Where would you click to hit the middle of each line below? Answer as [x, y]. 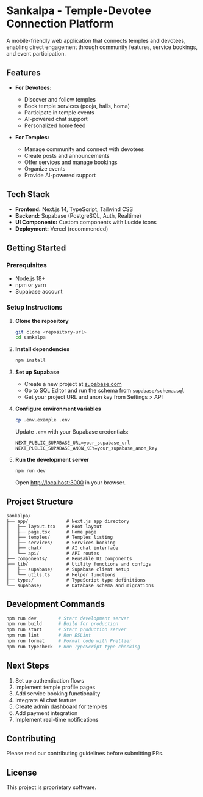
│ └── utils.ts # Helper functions [61, 575]
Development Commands [56, 604]
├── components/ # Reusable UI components [69, 558]
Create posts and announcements [67, 155]
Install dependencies [42, 349]
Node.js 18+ [30, 278]
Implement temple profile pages [55, 687]
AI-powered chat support [56, 119]
